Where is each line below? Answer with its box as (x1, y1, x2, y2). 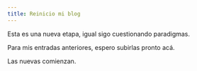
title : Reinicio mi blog (7, 10, 81, 18)
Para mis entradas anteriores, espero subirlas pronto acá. (7, 43, 175, 51)
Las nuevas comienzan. (7, 57, 77, 65)
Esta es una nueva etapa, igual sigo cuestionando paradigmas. (7, 30, 190, 38)
